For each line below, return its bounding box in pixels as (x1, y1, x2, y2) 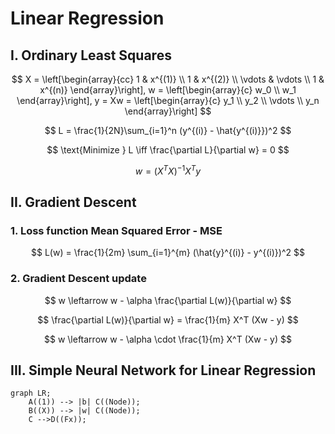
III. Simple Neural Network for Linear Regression (10, 362, 317, 379)
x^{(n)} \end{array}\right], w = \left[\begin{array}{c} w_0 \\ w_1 (39, 84, 297, 96)
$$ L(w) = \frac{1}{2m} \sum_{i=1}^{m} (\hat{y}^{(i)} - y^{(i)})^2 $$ (31, 247, 305, 259)
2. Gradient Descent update (10, 272, 147, 286)
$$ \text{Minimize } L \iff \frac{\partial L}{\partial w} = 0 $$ (46, 144, 290, 156)
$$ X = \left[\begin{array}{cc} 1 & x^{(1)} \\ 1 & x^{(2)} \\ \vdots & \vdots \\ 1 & (11, 73, 325, 85)
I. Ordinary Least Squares (10, 47, 172, 64)
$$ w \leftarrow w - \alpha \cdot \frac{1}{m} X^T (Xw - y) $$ (44, 333, 292, 345)
